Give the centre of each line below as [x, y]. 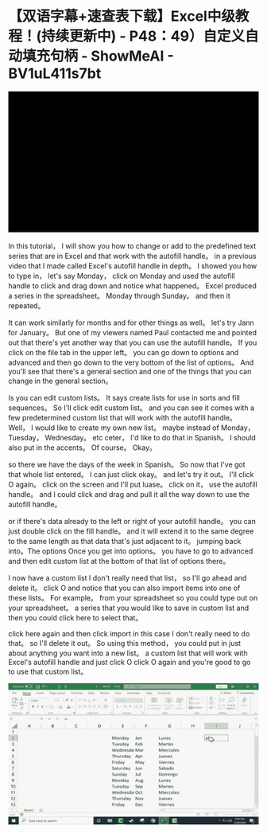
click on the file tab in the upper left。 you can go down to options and [124, 353]
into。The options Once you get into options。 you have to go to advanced [131, 551]
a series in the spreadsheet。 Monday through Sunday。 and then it [119, 296]
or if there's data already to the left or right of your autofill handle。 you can [132, 522]
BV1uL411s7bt [55, 74]
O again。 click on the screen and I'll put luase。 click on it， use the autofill [133, 485]
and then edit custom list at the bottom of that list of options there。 [119, 561]
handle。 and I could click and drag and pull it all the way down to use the [129, 495]
